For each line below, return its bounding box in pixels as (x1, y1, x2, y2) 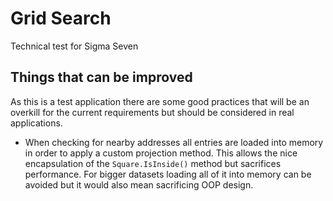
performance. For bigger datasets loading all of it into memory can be (24, 168, 312, 180)
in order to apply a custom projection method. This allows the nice (24, 147, 298, 159)
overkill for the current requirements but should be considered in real (10, 106, 295, 118)
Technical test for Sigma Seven (10, 40, 139, 52)
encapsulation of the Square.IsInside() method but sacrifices (24, 157, 282, 169)
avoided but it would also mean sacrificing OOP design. (24, 178, 254, 191)
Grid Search (10, 7, 112, 30)
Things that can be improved (10, 69, 193, 86)
